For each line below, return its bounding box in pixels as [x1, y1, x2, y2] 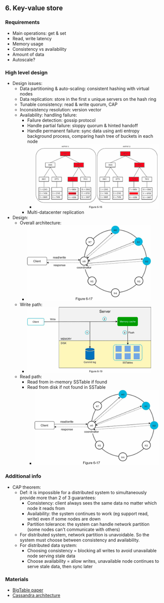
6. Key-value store [5, 4, 63, 12]
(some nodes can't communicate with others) [27, 526, 120, 532]
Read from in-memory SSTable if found [27, 379, 108, 385]
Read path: [19, 374, 42, 380]
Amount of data [12, 51, 45, 57]
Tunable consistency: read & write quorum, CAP [19, 101, 118, 107]
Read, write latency [12, 35, 52, 41]
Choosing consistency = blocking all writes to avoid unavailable [27, 547, 157, 553]
